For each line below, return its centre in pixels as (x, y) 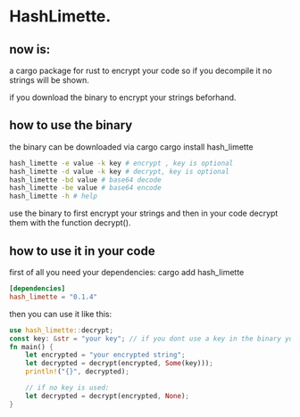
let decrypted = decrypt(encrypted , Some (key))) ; (120, 364)
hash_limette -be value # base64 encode (86, 188)
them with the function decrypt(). (70, 223)
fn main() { (31, 347)
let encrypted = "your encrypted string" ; (105, 355)
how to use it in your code (82, 251)
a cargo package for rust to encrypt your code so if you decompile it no (141, 70)
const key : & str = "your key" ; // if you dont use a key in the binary (145, 339)
